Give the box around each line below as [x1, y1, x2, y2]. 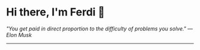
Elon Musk [6, 31, 32, 38]
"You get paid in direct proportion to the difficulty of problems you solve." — [6, 25, 193, 32]
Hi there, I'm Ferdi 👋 [6, 5, 105, 19]
